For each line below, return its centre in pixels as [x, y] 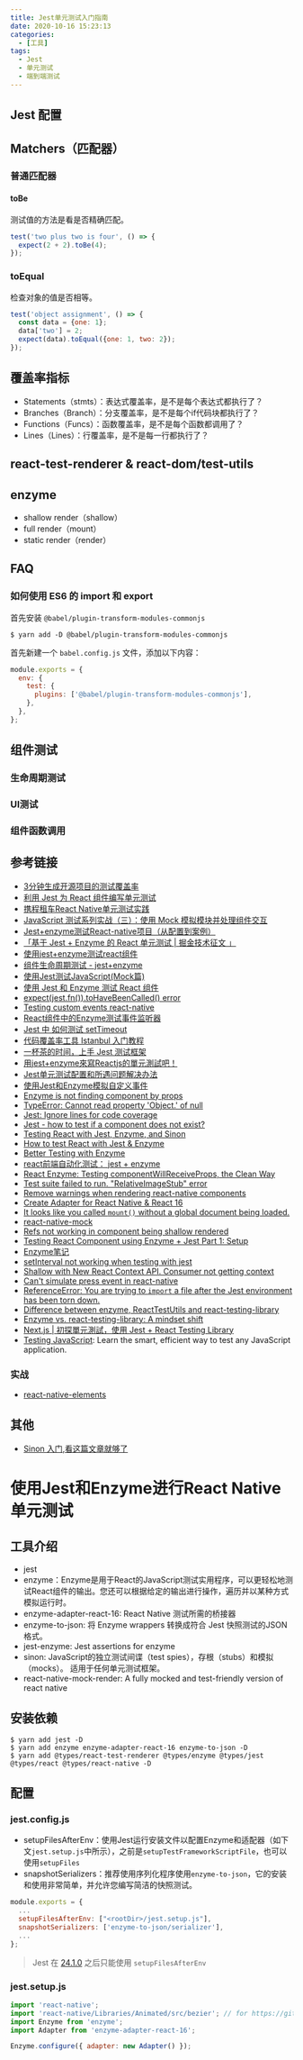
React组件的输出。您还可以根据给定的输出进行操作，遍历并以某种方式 [160, 1591]
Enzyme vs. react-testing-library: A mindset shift [113, 1319]
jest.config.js [40, 1819]
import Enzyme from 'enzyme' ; [67, 2022]
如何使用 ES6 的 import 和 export [82, 596]
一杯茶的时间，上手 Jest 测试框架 [85, 1051]
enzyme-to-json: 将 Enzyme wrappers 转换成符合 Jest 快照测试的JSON [155, 1624]
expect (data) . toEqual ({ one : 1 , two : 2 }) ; [97, 340]
